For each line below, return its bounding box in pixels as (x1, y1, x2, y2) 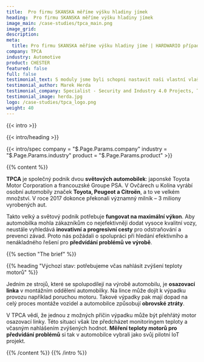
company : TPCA (6, 49, 42, 55)
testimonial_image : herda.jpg (6, 94, 83, 100)
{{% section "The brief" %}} (6, 250, 77, 258)
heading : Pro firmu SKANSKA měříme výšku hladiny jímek (6, 15, 154, 21)
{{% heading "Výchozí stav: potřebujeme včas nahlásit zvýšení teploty (6, 262, 183, 269)
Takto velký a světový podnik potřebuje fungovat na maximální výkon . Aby (6, 213, 195, 220)
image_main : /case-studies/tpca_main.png (6, 20, 113, 26)
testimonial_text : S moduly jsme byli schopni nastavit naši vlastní (6, 77, 186, 83)
